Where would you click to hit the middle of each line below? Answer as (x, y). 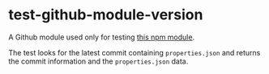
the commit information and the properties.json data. (98, 61)
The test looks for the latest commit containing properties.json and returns (134, 52)
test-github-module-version (106, 15)
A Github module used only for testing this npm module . (102, 37)
